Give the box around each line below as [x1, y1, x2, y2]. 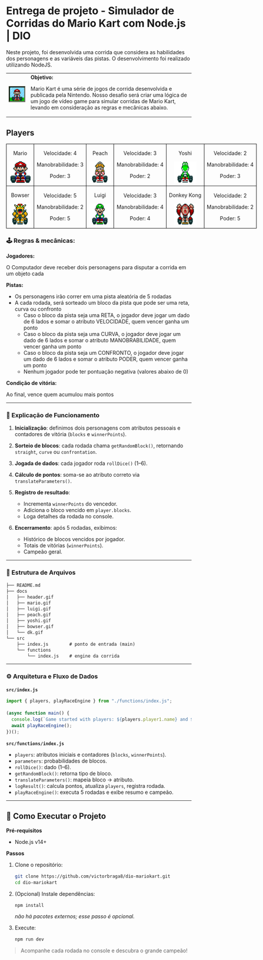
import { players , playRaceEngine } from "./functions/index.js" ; [6, 698, 172, 704]
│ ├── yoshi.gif [6, 618, 51, 624]
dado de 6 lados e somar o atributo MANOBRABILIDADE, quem [23, 337, 177, 344]
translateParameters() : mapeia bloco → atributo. [14, 776, 134, 783]
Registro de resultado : [14, 489, 71, 496]
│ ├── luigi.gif [6, 606, 51, 612]
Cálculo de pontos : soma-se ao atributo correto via [14, 471, 140, 479]
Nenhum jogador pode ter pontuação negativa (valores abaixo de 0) [23, 368, 189, 375]
